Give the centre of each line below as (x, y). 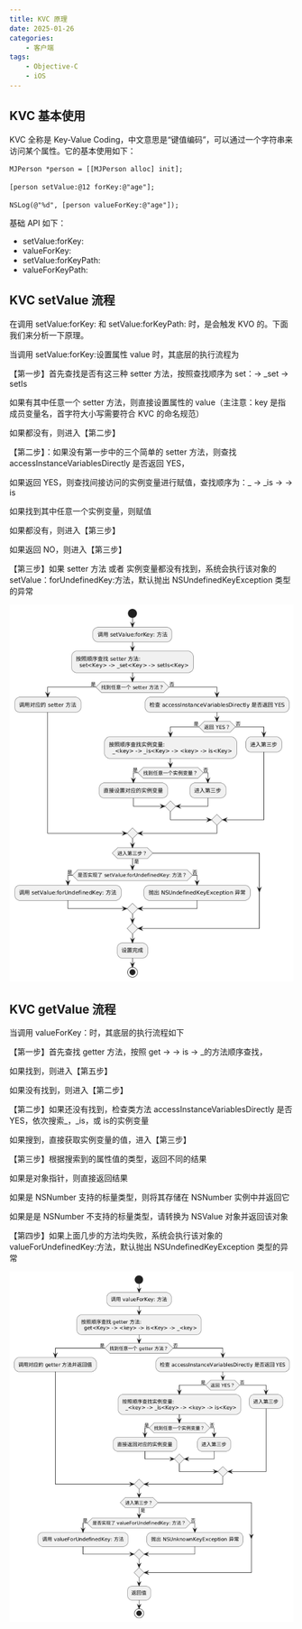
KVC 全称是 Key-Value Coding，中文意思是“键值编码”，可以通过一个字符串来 (151, 139)
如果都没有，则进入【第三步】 (64, 530)
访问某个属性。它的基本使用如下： (73, 151)
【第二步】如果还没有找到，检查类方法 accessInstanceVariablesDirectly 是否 (151, 1109)
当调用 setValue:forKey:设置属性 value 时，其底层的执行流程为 (124, 354)
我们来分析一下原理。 (49, 335)
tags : (19, 57)
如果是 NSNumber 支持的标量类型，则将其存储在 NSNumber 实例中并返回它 (150, 1197)
